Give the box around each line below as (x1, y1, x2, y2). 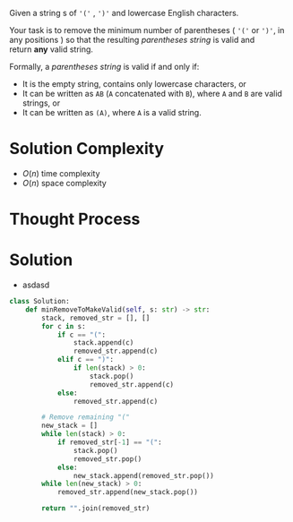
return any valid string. (9, 44, 94, 55)
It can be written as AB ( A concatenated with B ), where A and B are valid (22, 89, 282, 98)
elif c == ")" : (56, 355, 115, 364)
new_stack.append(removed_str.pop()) (73, 471, 215, 480)
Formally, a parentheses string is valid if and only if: (9, 62, 200, 72)
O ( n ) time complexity (22, 167, 100, 178)
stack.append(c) (73, 338, 134, 347)
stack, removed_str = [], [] (41, 313, 151, 322)
